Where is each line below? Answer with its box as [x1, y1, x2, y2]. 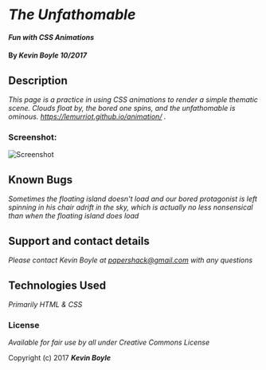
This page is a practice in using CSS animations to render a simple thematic [8, 95, 259, 104]
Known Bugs [8, 173, 73, 187]
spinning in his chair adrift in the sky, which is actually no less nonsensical [8, 203, 253, 212]
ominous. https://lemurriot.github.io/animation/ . [8, 112, 166, 121]
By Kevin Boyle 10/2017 [8, 50, 88, 61]
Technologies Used [8, 278, 106, 292]
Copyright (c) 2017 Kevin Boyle [8, 353, 111, 363]
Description [8, 73, 68, 87]
